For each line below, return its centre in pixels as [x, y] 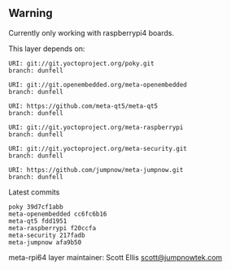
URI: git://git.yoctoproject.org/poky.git [81, 63]
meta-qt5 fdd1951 [38, 221]
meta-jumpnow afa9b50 [45, 242]
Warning [31, 13]
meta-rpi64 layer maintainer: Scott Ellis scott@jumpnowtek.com [115, 257]
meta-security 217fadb [47, 235]
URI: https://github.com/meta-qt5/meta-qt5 [83, 106]
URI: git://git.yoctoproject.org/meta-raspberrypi [96, 127]
